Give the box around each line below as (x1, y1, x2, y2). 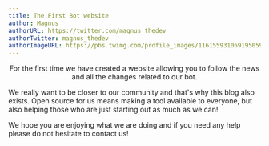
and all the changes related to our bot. (71, 72, 198, 82)
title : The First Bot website (8, 11, 110, 20)
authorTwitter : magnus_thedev (8, 34, 110, 43)
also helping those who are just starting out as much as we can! (8, 105, 219, 115)
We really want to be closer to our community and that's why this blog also (8, 87, 255, 97)
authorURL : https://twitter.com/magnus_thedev (8, 26, 167, 34)
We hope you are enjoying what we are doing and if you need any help (8, 120, 241, 130)
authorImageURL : (8, 42, 62, 50)
